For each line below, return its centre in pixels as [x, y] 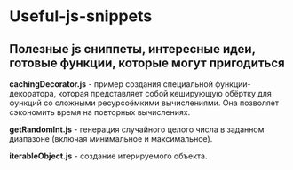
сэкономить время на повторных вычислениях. [100, 112]
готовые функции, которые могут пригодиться [147, 62]
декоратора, [33, 93]
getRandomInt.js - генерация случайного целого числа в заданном [137, 129]
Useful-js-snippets [81, 16]
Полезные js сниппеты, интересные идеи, [132, 49]
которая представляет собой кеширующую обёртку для [165, 93]
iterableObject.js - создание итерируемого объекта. [108, 156]
